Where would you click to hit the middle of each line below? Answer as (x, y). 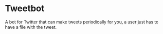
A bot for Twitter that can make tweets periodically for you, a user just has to (82, 22)
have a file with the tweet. (31, 27)
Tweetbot (25, 8)
